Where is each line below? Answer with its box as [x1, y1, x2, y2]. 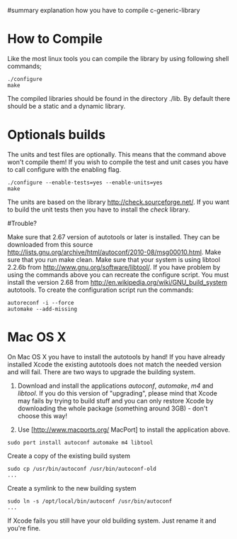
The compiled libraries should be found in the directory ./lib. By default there [7, 94, 231, 102]
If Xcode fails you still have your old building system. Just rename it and [7, 516, 217, 525]
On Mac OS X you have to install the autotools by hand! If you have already [7, 352, 225, 361]
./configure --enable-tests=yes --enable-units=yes [7, 179, 163, 186]
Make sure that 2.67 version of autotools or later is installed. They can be [7, 232, 221, 241]
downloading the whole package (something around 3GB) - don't [17, 404, 208, 413]
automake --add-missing [7, 305, 78, 312]
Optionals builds [7, 127, 106, 143]
